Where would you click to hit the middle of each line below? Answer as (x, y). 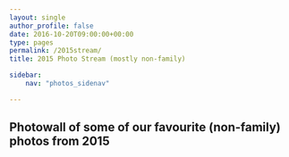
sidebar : (25, 75)
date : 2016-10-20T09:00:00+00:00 (72, 34)
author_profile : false (51, 26)
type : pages (31, 42)
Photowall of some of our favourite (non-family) (145, 127)
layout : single (38, 17)
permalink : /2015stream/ (55, 51)
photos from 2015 (59, 141)
